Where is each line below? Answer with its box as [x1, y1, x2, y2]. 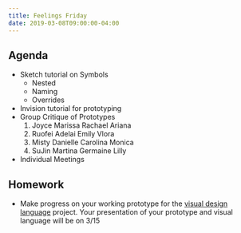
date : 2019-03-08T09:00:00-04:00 [8, 19, 120, 27]
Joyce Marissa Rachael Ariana [31, 120, 132, 130]
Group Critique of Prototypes [19, 113, 116, 122]
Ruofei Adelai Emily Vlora [31, 129, 115, 139]
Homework [8, 177, 65, 192]
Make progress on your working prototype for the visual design [19, 199, 228, 208]
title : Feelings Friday [8, 11, 88, 20]
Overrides [31, 95, 65, 105]
